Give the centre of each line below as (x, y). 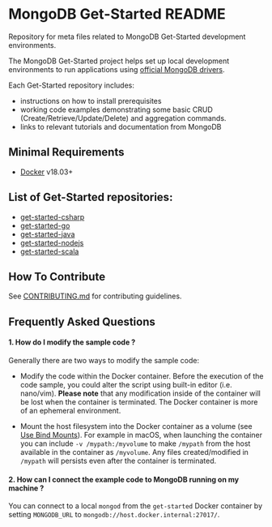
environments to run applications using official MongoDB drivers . (117, 69)
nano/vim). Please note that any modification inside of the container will (140, 393)
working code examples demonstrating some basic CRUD (116, 109)
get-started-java (47, 234)
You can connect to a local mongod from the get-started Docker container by (136, 506)
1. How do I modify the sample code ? (72, 342)
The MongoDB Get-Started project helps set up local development (119, 61)
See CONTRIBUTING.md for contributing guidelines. (95, 296)
